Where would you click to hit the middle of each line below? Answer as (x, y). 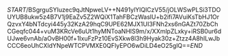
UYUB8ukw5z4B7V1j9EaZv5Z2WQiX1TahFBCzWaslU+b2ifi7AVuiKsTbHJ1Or (113, 17)
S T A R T (17, 10)
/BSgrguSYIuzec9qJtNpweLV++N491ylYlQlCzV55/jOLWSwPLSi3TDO (124, 10)
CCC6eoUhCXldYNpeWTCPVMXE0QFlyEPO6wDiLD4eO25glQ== (99, 46)
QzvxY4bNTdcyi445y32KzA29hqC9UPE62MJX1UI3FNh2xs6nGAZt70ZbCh (113, 24)
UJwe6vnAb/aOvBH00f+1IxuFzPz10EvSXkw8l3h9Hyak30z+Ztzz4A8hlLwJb (114, 38)
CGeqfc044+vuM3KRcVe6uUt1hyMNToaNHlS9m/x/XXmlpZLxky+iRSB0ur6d (114, 31)
